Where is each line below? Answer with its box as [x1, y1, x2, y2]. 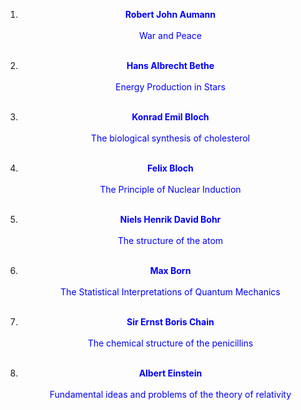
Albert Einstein [138, 367, 203, 379]
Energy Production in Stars [114, 81, 226, 93]
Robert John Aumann [124, 9, 216, 20]
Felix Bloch [147, 162, 194, 174]
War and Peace [138, 30, 202, 41]
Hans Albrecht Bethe [126, 60, 215, 71]
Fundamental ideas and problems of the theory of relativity [49, 389, 292, 400]
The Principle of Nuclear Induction [99, 184, 242, 195]
